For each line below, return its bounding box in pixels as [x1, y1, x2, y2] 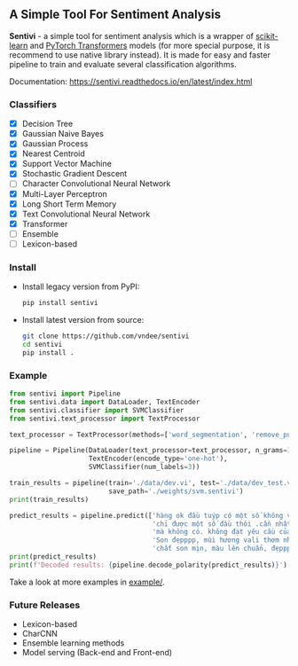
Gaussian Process [21, 138, 89, 149]
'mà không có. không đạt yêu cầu [152, 528, 276, 537]
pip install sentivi [21, 299, 98, 308]
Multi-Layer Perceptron [21, 188, 108, 199]
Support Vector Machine [21, 159, 113, 169]
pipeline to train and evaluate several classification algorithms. [9, 59, 237, 69]
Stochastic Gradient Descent [21, 168, 128, 179]
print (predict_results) [9, 552, 98, 561]
